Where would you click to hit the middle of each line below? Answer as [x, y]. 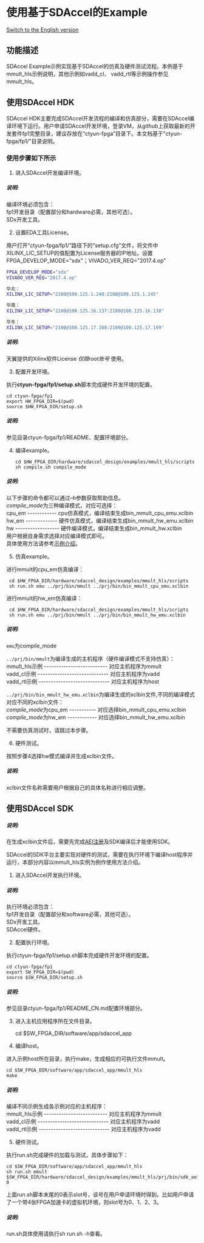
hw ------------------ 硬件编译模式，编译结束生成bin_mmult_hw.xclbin [94, 528]
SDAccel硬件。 [25, 929]
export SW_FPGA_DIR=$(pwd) [40, 972]
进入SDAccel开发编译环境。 [50, 172]
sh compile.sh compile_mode [50, 467]
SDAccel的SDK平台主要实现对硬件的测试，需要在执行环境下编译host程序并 [100, 855]
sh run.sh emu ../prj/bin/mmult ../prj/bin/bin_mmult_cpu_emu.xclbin [99, 586]
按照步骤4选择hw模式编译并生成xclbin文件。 [62, 756]
